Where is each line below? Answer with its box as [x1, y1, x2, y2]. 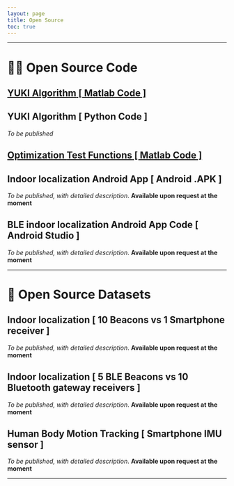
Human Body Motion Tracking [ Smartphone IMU [7, 428, 222, 439]
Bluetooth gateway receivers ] [7, 382, 141, 394]
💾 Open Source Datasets [7, 286, 151, 302]
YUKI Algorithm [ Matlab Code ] [7, 87, 147, 99]
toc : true [7, 23, 36, 30]
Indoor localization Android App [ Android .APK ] [7, 173, 222, 185]
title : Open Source [7, 17, 64, 24]
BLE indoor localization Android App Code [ [7, 219, 199, 231]
